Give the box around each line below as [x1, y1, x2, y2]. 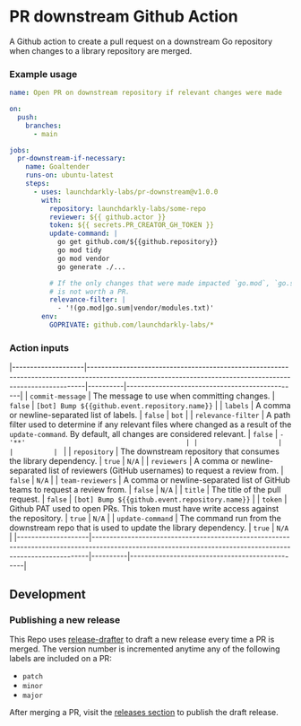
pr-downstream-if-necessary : [17, 154, 126, 163]
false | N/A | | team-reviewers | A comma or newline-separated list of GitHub [9, 475, 291, 485]
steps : [25, 179, 50, 188]
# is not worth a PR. [48, 287, 130, 296]
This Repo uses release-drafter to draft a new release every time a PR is [9, 634, 275, 644]
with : [41, 196, 63, 205]
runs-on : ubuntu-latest [25, 171, 115, 180]
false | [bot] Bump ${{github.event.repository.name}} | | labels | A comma [9, 400, 291, 411]
